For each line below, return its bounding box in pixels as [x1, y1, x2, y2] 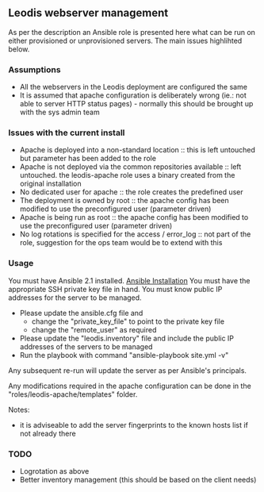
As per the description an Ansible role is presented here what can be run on [8, 27, 256, 37]
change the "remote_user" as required [31, 325, 157, 334]
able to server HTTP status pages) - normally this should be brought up [19, 99, 254, 109]
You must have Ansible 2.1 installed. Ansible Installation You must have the [8, 275, 251, 285]
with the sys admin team [19, 107, 101, 117]
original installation [19, 179, 82, 189]
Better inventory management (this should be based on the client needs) [19, 475, 257, 484]
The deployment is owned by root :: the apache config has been [19, 196, 229, 206]
